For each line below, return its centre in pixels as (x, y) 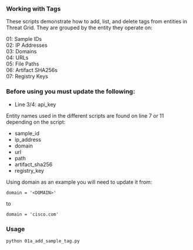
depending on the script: (36, 122)
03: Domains (21, 52)
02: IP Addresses (27, 45)
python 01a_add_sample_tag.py (43, 241)
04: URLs (17, 58)
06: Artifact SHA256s (32, 70)
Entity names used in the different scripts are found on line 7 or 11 (85, 115)
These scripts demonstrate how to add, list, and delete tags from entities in (97, 22)
